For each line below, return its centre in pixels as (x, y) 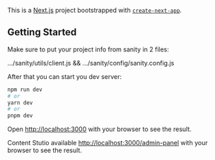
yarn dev (20, 103)
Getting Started (42, 32)
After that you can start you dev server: (65, 76)
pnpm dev (20, 116)
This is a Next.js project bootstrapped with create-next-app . (95, 10)
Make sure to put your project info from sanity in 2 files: (88, 49)
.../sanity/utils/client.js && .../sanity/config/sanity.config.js (91, 63)
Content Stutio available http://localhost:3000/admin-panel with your (107, 143)
